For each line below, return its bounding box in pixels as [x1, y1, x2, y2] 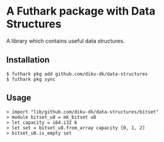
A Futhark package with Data [6, 4, 156, 18]
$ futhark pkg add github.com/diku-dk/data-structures [6, 71, 148, 77]
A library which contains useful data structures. [6, 37, 125, 44]
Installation [6, 55, 50, 65]
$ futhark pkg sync [6, 76, 56, 83]
